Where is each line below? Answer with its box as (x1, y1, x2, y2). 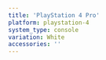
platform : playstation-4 (8, 19, 90, 26)
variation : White (8, 33, 65, 41)
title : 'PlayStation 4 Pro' (8, 11, 101, 19)
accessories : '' (8, 41, 61, 48)
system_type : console (8, 26, 79, 34)
